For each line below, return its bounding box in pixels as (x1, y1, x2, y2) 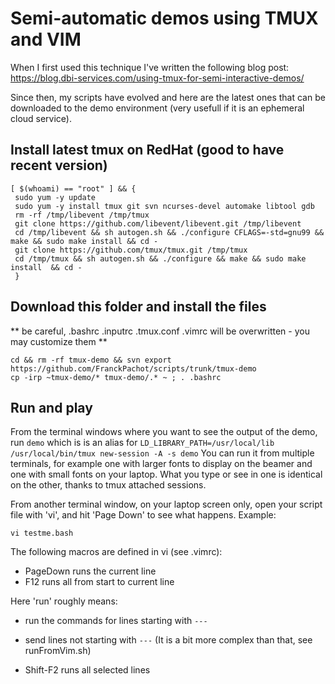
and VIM (10, 28, 82, 51)
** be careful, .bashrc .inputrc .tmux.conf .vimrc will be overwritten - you (10, 325, 310, 337)
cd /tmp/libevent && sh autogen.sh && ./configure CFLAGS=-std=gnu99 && (14, 227, 325, 237)
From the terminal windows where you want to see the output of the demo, (10, 426, 318, 438)
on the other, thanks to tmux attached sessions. (10, 479, 207, 491)
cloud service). (10, 112, 73, 124)
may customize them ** (10, 335, 108, 347)
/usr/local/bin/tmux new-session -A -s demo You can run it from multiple (10, 447, 315, 459)
